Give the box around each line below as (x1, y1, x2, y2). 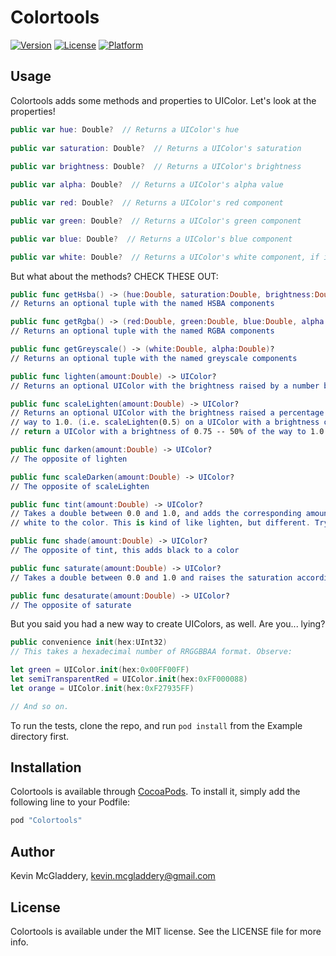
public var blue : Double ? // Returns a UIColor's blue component (10, 234, 293, 244)
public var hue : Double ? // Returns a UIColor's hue (10, 124, 240, 135)
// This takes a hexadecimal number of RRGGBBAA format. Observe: (10, 647, 293, 657)
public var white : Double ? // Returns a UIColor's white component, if (10, 252, 320, 262)
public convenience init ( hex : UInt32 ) (10, 637, 168, 648)
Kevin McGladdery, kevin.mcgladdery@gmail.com (10, 870, 216, 882)
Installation (10, 759, 82, 776)
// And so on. (10, 701, 70, 711)
